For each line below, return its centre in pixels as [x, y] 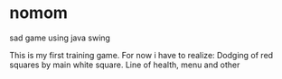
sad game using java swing [60, 38]
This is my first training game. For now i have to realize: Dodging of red [141, 55]
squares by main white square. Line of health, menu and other [125, 65]
